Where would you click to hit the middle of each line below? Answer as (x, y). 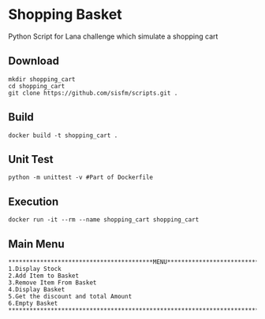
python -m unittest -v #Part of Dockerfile (81, 178)
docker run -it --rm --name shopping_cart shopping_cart (104, 220)
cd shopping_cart (37, 86)
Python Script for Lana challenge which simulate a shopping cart (113, 36)
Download (34, 61)
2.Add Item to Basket (44, 276)
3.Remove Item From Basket (52, 283)
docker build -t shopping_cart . (63, 135)
